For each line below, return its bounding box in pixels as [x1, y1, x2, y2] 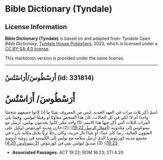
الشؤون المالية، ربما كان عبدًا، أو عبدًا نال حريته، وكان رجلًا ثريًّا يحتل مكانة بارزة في [5, 130, 152, 136]
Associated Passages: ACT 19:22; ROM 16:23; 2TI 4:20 [12, 149, 124, 156]
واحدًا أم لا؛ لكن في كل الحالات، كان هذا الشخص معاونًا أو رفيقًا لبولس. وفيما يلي [5, 114, 148, 120]
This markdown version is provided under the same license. [5, 55, 125, 61]
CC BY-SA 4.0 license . [5, 46, 50, 51]
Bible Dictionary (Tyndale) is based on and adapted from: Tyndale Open [5, 35, 150, 41]
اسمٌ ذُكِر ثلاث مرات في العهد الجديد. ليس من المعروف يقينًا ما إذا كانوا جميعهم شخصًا [5, 109, 158, 115]
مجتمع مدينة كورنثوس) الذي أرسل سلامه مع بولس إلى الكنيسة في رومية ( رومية [5, 135, 147, 141]
